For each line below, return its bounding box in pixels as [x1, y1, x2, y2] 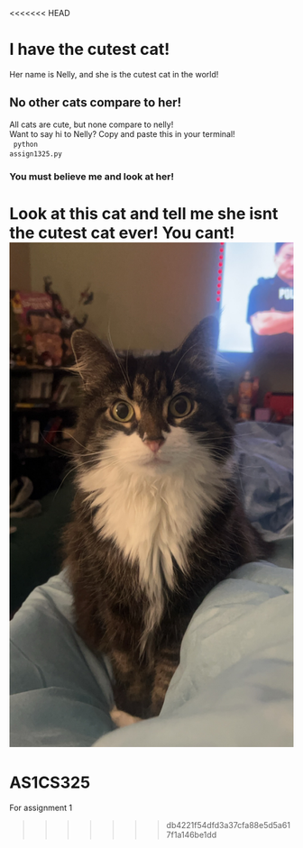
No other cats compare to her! [9, 95, 182, 111]
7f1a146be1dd [166, 829, 217, 840]
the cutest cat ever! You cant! [9, 223, 235, 242]
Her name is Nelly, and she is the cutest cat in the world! [9, 68, 219, 79]
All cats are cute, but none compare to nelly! [9, 119, 174, 130]
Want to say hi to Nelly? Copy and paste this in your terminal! [9, 128, 236, 139]
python [13, 140, 39, 149]
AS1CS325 [9, 772, 91, 793]
